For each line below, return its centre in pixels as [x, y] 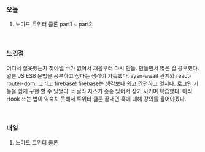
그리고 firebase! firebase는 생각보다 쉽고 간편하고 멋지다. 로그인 [115, 83]
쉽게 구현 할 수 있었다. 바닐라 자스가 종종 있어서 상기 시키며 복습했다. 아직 [105, 91]
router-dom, [21, 83]
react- [184, 75]
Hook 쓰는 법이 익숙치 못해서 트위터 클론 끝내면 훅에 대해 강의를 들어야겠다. [96, 99]
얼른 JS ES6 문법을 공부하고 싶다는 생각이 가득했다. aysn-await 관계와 [91, 75]
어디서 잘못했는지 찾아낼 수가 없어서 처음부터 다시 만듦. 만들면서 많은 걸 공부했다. [103, 68]
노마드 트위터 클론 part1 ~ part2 [54, 24]
